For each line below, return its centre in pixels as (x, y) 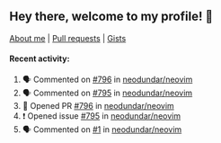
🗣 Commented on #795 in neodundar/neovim (107, 93)
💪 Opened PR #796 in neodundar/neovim (98, 106)
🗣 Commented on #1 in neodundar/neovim (102, 130)
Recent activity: (40, 58)
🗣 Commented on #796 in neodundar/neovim (107, 80)
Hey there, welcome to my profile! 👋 (111, 17)
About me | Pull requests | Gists (68, 38)
